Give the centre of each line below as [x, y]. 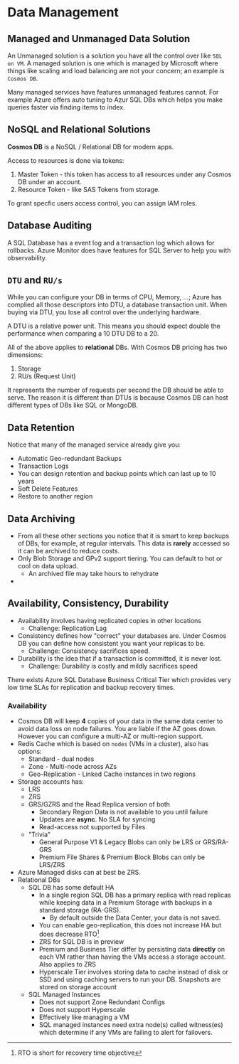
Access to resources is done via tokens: [66, 160]
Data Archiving [41, 519]
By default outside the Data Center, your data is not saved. [135, 917]
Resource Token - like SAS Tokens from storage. [89, 189]
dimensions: [25, 355]
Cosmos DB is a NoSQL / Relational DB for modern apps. [91, 147]
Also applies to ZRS [68, 964]
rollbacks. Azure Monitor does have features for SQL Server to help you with [119, 250]
